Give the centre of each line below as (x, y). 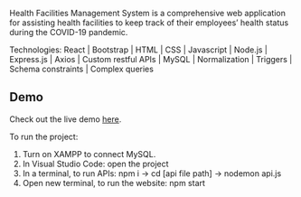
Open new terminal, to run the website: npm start (114, 183)
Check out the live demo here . (66, 119)
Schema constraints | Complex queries (81, 69)
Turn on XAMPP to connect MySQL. (89, 154)
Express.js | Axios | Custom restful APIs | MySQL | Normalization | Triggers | (151, 59)
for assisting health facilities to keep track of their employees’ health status (149, 23)
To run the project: (44, 136)
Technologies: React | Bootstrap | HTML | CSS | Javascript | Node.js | (139, 50)
